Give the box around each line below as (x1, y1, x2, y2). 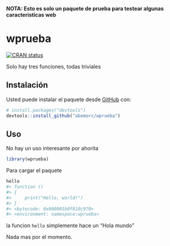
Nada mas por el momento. (6, 234, 73, 241)
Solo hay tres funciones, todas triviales (6, 63, 101, 70)
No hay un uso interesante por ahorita (6, 145, 99, 152)
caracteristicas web (6, 11, 56, 18)
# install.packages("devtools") (6, 107, 86, 113)
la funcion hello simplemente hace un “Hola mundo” (6, 222, 134, 229)
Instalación (6, 80, 49, 90)
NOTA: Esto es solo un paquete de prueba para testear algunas (6, 5, 164, 12)
